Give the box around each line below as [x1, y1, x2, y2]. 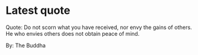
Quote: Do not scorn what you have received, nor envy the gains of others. [5, 24, 192, 31]
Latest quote [5, 4, 71, 18]
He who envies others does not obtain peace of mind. [5, 30, 140, 37]
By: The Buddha [5, 42, 46, 49]
